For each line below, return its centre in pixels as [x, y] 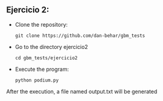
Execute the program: [42, 69]
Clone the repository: [41, 24]
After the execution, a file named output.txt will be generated [82, 91]
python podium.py [37, 80]
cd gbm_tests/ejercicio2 [46, 58]
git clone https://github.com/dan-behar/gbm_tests [80, 36]
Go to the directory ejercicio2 [52, 47]
